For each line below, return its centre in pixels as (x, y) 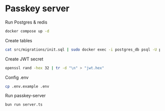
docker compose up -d (27, 31)
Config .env (17, 77)
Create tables (19, 40)
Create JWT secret (24, 59)
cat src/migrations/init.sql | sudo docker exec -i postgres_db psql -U (81, 50)
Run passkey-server (25, 96)
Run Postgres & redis (26, 22)
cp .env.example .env (27, 86)
